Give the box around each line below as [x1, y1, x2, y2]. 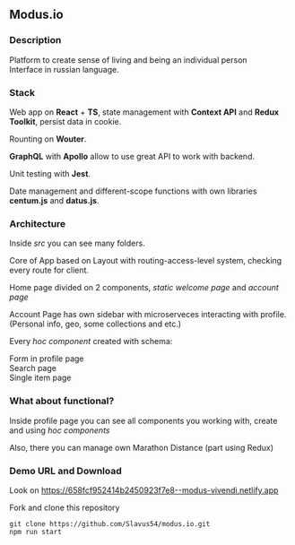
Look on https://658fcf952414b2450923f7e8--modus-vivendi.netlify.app [9, 484, 279, 496]
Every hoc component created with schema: [9, 336, 173, 347]
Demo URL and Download [9, 464, 123, 477]
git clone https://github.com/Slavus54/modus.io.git [9, 519, 211, 528]
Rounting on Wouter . [9, 134, 87, 144]
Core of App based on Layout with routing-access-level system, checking [9, 255, 282, 266]
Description [9, 34, 62, 47]
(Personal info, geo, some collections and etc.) [9, 318, 182, 330]
